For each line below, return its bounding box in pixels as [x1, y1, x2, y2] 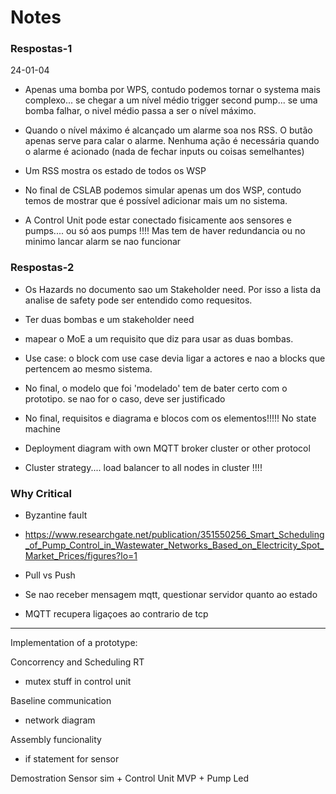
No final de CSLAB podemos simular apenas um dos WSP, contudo [24, 184, 302, 196]
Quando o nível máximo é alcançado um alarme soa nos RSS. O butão [24, 124, 313, 136]
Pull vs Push [24, 569, 76, 581]
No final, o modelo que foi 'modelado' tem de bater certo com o [24, 382, 288, 394]
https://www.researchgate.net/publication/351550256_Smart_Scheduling [24, 529, 325, 541]
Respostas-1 [10, 42, 73, 56]
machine [24, 422, 62, 435]
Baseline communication [10, 695, 112, 707]
